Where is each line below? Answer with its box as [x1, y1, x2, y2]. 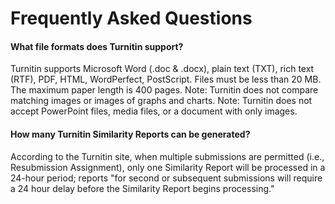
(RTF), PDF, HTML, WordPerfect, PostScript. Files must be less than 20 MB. [10, 73, 322, 86]
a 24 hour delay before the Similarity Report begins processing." [10, 182, 275, 194]
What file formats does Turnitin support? [10, 40, 184, 52]
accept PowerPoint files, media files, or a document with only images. [10, 105, 298, 117]
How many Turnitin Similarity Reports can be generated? [10, 128, 251, 140]
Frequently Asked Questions [10, 7, 253, 30]
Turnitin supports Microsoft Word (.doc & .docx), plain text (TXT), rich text [10, 63, 315, 75]
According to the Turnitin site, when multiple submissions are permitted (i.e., [10, 150, 325, 162]
